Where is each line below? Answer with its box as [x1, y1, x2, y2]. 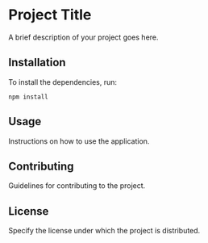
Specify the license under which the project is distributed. [8, 226, 201, 236]
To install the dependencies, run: [8, 77, 118, 86]
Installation [8, 56, 66, 69]
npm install [8, 93, 48, 101]
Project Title [8, 6, 92, 24]
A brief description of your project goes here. [8, 32, 159, 42]
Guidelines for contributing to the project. [8, 181, 146, 191]
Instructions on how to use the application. [8, 136, 150, 146]
